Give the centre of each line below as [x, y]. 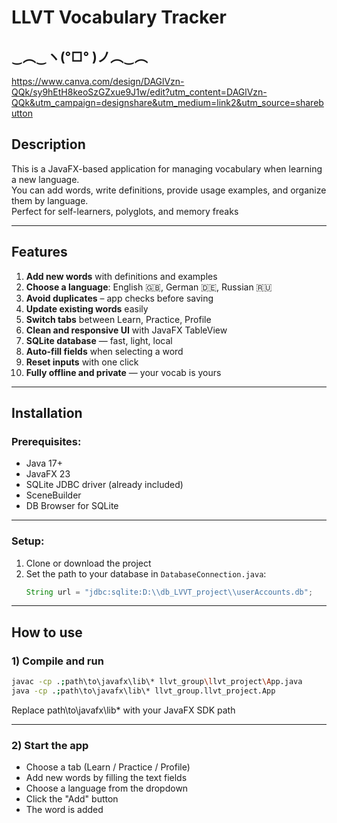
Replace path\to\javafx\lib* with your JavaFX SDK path [123, 710]
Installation [47, 413]
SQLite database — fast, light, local [99, 340]
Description [48, 144]
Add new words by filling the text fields [106, 778]
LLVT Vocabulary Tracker [119, 17]
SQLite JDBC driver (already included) [104, 485]
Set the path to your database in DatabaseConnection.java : [146, 573]
